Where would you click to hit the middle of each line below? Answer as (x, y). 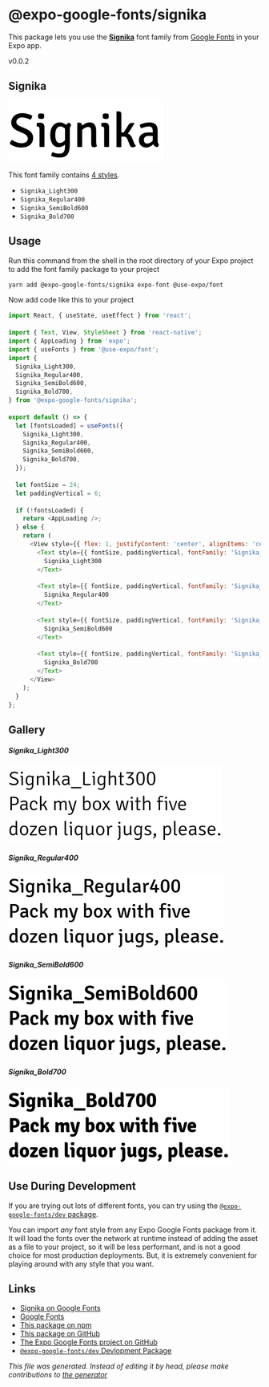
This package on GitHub (60, 1334)
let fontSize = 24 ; (48, 485)
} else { (30, 527)
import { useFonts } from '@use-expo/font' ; (84, 349)
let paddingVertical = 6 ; (59, 493)
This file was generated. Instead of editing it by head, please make (119, 1366)
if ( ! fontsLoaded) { (50, 510)
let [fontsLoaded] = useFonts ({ (70, 426)
